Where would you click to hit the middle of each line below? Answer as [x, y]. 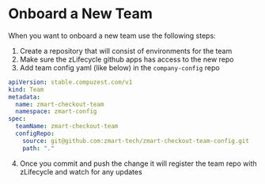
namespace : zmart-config [56, 111]
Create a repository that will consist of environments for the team [126, 51]
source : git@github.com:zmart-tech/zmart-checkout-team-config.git [136, 141]
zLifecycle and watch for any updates [81, 171]
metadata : [25, 97]
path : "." [39, 148]
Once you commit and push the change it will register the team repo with [138, 163]
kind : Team [26, 89]
